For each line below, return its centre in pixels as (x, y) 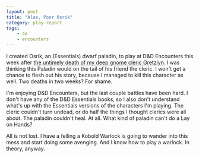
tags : (13, 28)
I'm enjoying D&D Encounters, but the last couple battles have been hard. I (97, 93)
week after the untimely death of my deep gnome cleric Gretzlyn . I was (93, 62)
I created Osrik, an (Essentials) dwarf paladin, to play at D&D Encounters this (100, 56)
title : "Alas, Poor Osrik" (40, 17)
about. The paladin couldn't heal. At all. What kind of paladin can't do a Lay (98, 118)
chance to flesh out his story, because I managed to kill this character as (95, 75)
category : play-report (34, 23)
